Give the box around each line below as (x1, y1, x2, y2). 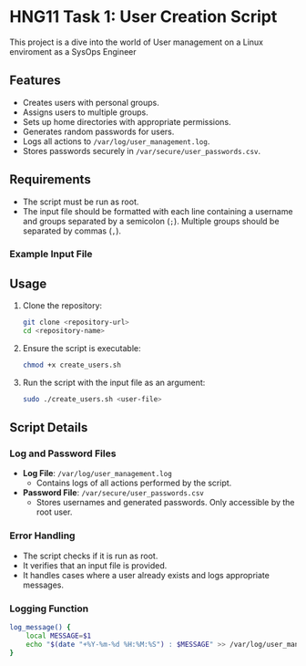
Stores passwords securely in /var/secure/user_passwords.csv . (22, 145, 261, 156)
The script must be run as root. (22, 196, 139, 207)
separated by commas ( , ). (22, 225, 121, 236)
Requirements (9, 172, 91, 188)
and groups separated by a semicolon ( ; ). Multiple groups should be (22, 215, 280, 226)
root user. (36, 506, 73, 517)
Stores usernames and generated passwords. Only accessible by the (36, 497, 295, 508)
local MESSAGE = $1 (25, 631, 92, 640)
